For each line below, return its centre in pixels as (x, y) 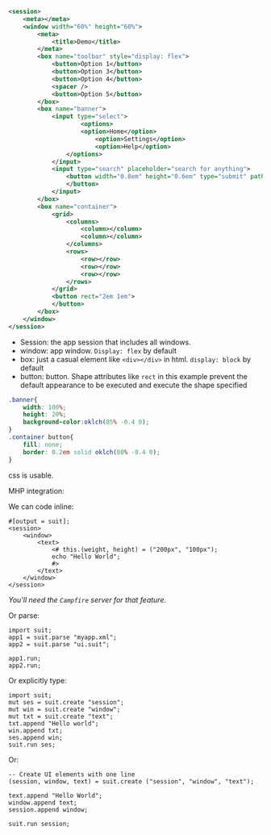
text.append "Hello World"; (56, 795)
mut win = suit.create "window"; (65, 709)
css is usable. (31, 475)
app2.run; (25, 666)
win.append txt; (35, 730)
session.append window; (48, 810)
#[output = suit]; (39, 521)
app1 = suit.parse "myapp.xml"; (63, 637)
